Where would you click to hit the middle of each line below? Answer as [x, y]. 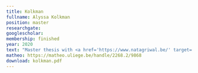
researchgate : [24, 28]
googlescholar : [25, 34]
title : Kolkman [25, 11]
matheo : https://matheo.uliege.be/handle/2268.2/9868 [74, 55]
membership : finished [33, 39]
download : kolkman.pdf [34, 61]
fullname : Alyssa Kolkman [38, 17]
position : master [28, 22]
